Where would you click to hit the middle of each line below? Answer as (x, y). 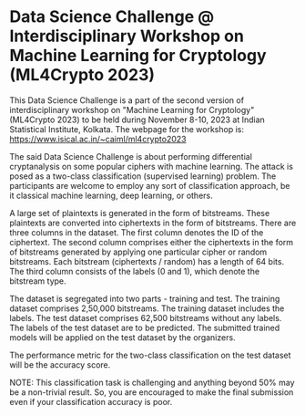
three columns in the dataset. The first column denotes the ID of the (137, 232)
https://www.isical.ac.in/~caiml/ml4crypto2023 (98, 139)
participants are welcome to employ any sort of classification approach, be (150, 185)
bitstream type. (38, 281)
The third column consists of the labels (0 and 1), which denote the (135, 271)
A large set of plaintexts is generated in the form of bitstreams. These (140, 213)
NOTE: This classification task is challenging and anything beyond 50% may (152, 382)
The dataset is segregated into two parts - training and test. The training (145, 298)
